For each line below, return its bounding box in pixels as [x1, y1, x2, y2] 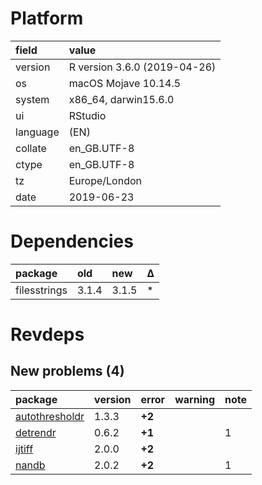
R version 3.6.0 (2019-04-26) [68, 60, 217, 74]
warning [174, 392, 215, 406]
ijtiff [15, 442, 34, 456]
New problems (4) [10, 363, 125, 380]
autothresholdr [15, 409, 85, 423]
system [15, 92, 50, 106]
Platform [10, 7, 84, 30]
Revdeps [10, 323, 85, 346]
